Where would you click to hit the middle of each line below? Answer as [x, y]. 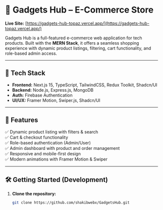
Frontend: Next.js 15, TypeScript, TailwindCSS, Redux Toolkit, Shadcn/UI [85, 85]
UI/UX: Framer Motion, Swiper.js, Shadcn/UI [56, 100]
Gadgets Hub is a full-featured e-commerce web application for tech [73, 38]
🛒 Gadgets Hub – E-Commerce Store [79, 10]
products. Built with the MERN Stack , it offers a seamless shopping [72, 43]
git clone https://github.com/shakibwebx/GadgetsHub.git [71, 203]
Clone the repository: [34, 194]
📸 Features [22, 120]
